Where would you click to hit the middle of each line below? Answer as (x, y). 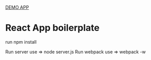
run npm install (21, 42)
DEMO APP (17, 7)
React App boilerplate (52, 28)
